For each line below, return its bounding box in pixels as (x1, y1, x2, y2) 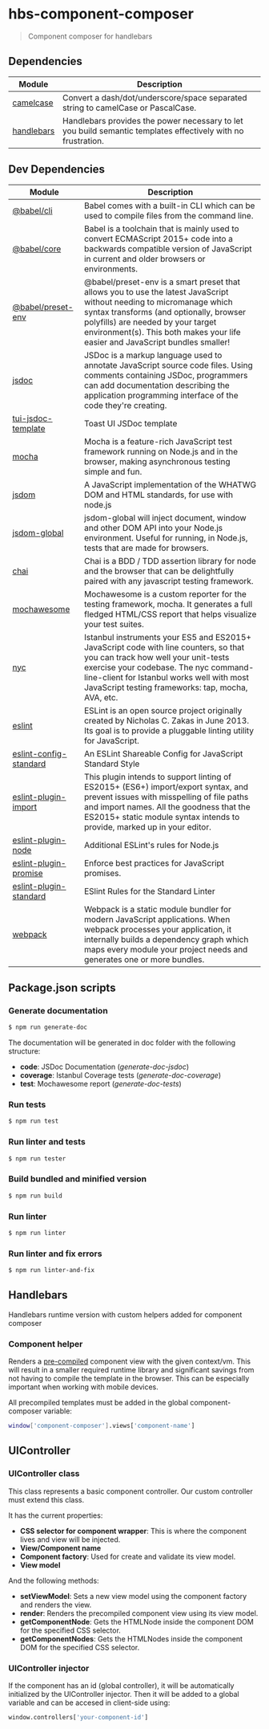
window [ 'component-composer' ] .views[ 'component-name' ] (8, 1422, 195, 1430)
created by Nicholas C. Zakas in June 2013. (83, 715, 250, 726)
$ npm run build (8, 1192, 62, 1200)
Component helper (8, 1338, 83, 1349)
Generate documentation (8, 1005, 108, 1016)
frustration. (62, 135, 104, 146)
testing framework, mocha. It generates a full (83, 598, 253, 610)
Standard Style (83, 758, 140, 769)
